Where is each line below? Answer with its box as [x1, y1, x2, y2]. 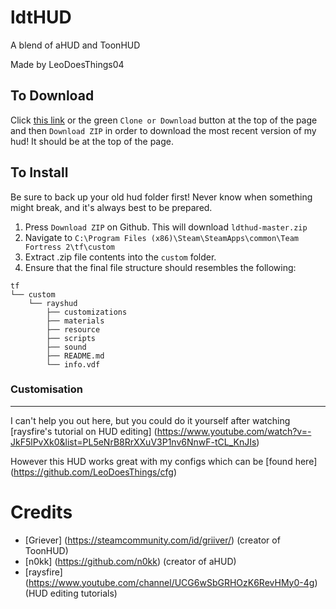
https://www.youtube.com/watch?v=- [156, 425, 312, 437]
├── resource [46, 324, 101, 335]
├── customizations [46, 307, 128, 317]
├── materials [46, 316, 105, 326]
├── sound [46, 342, 87, 352]
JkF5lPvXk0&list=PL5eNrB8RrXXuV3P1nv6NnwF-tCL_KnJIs [10, 436, 257, 448]
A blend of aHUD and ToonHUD [10, 39, 141, 51]
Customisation [10, 382, 83, 396]
